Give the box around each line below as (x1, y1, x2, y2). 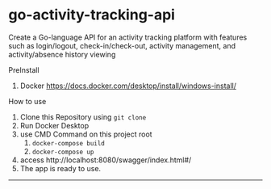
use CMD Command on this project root (19, 129, 152, 139)
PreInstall (8, 65, 40, 74)
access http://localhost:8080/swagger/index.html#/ (19, 155, 192, 165)
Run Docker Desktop (19, 120, 90, 130)
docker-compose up (31, 148, 94, 156)
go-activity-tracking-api (8, 6, 176, 24)
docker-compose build (31, 139, 105, 147)
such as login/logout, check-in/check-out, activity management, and (8, 40, 236, 50)
